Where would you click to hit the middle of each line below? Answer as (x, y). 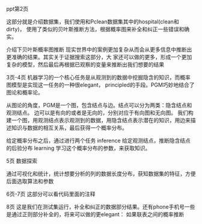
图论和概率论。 (25, 92)
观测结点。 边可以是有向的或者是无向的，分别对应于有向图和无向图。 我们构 (100, 113)
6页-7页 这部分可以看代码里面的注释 (51, 194)
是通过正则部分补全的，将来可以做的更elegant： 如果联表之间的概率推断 (95, 214)
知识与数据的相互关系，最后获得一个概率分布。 (69, 128)
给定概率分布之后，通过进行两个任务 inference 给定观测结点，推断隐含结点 (99, 141)
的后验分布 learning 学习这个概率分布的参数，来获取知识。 (78, 148)
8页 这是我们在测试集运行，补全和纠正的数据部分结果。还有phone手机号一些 (101, 207)
